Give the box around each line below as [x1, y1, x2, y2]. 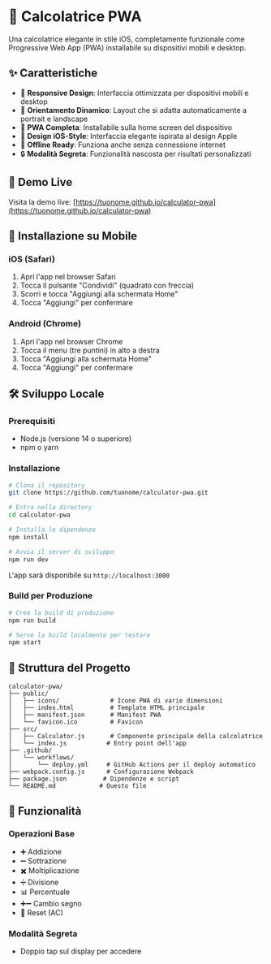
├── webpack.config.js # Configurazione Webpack [8, 767, 195, 776]
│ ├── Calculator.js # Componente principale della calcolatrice [8, 733, 264, 741]
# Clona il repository [8, 481, 85, 490]
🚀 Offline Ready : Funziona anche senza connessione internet [19, 140, 226, 149]
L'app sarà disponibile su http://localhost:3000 [8, 570, 170, 580]
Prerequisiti [8, 415, 55, 426]
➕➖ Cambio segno [19, 898, 83, 908]
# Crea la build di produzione [8, 608, 114, 616]
